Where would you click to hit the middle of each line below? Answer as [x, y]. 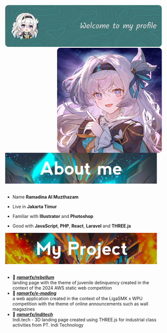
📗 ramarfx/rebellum [33, 277]
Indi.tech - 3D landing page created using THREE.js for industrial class [84, 320]
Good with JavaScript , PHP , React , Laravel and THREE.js [72, 226]
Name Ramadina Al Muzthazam [45, 197]
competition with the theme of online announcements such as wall [80, 304]
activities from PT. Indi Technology [48, 325]
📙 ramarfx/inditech [33, 314]
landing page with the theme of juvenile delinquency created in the [81, 282]
